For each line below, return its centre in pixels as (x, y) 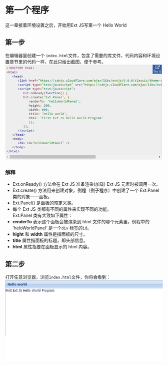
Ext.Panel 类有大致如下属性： (42, 215)
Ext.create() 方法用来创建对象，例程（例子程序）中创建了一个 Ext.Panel (86, 190)
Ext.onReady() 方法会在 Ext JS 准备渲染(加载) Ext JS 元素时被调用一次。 (86, 184)
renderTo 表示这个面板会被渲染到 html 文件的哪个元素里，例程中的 (81, 222)
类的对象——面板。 (32, 197)
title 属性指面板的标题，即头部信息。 (50, 240)
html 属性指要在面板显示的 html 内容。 (52, 247)
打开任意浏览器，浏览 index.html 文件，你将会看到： (58, 277)
